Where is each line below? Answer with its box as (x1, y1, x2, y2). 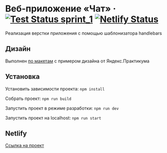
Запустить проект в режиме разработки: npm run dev (5, 105, 119, 111)
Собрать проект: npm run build (5, 95, 72, 101)
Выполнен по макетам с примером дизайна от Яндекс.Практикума (5, 58, 149, 64)
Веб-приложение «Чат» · (5, 3, 116, 14)
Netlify (5, 129, 27, 137)
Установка (5, 72, 40, 81)
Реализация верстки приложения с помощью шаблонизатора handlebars (5, 30, 162, 36)
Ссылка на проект (5, 142, 44, 148)
